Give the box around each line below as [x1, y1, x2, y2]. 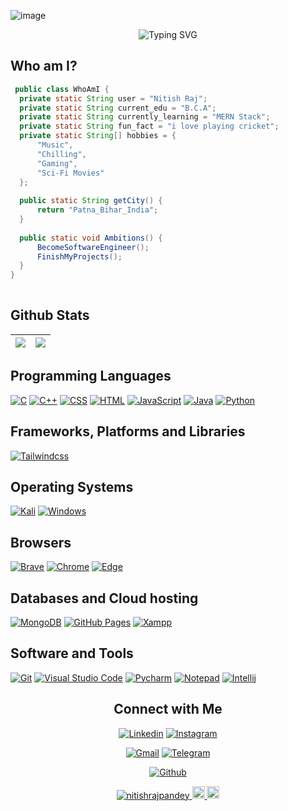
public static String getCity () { [19, 196, 163, 206]
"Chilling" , [36, 149, 87, 159]
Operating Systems [10, 478, 134, 495]
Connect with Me [113, 701, 223, 718]
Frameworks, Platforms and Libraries [10, 423, 246, 440]
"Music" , [36, 140, 74, 150]
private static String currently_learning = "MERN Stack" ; [19, 112, 271, 122]
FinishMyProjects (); [36, 251, 123, 262]
